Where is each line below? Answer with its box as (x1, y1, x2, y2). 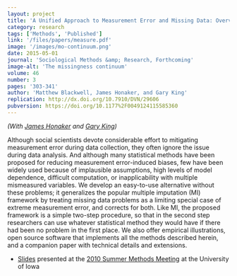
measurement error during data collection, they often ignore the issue (7, 143, 209, 151)
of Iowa (17, 262, 40, 270)
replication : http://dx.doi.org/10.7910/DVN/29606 (7, 96, 159, 103)
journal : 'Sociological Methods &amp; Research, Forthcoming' (7, 57, 194, 64)
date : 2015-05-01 (7, 50, 59, 57)
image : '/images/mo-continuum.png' (7, 43, 112, 50)
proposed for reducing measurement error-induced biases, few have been (7, 158, 224, 166)
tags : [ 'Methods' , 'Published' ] (7, 30, 102, 38)
